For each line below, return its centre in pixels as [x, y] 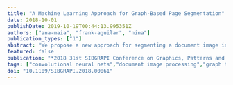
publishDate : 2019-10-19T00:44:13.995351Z [69, 26]
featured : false [31, 52]
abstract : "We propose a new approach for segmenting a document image [113, 45]
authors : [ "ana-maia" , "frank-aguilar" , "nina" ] [79, 33]
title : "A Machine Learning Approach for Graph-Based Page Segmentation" [116, 13]
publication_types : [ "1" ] [44, 39]
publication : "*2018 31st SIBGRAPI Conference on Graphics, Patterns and [116, 58]
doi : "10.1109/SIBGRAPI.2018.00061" [60, 71]
